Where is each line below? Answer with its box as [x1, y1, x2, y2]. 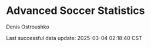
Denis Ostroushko [6, 23, 50, 30]
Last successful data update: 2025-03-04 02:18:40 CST [6, 34, 142, 41]
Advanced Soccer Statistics [6, 4, 145, 17]
